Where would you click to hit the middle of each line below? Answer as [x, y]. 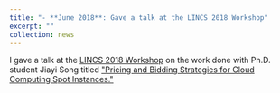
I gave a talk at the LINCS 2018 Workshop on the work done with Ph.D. [140, 60]
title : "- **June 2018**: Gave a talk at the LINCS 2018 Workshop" [139, 18]
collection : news [42, 34]
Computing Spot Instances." [62, 79]
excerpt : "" [32, 26]
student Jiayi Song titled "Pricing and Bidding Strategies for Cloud [132, 70]
